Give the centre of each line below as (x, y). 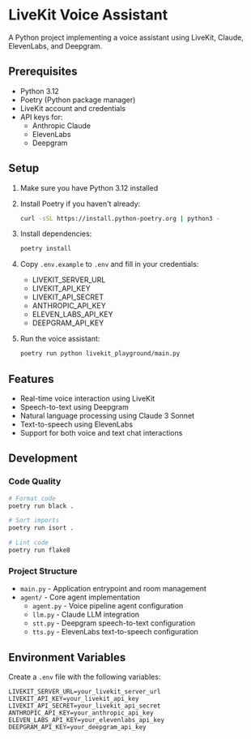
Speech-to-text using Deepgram (74, 407)
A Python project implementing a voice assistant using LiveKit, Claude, (126, 37)
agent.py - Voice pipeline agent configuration (108, 606)
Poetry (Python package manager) (78, 100)
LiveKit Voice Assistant (88, 15)
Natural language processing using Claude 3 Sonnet (107, 416)
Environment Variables (67, 657)
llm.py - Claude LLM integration (86, 615)
